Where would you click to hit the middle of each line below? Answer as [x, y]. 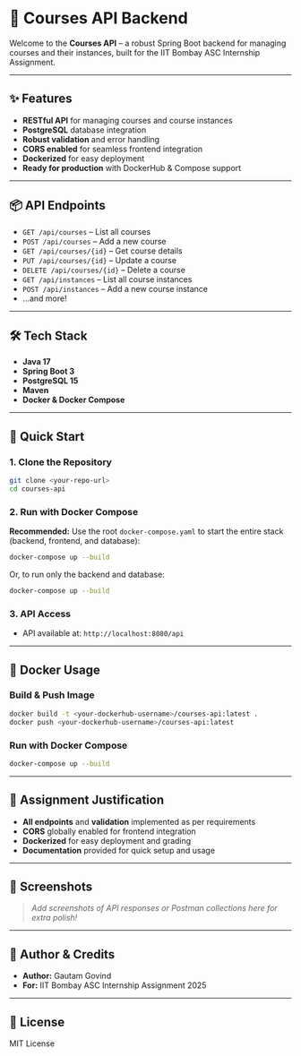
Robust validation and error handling [90, 139]
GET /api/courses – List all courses [86, 231]
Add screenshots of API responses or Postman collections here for [154, 908]
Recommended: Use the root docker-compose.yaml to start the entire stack [146, 531]
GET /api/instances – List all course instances [107, 279]
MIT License [32, 1043]
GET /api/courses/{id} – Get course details [102, 251]
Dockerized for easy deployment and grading [107, 840]
